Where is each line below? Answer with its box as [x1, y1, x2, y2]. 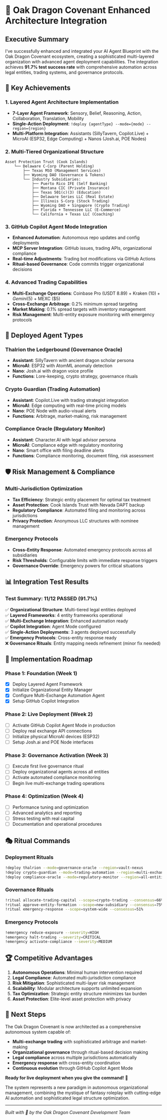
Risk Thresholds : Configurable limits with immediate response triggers [12, 557, 158, 563]
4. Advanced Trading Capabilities [5, 279, 88, 286]
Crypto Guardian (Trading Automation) [5, 386, 101, 393]
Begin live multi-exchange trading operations [12, 780, 105, 786]
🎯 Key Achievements [5, 84, 71, 92]
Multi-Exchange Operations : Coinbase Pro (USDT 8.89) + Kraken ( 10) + [12, 290, 161, 296]
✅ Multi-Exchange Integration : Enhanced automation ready [5, 618, 128, 624]
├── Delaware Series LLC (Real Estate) [31, 194, 114, 199]
